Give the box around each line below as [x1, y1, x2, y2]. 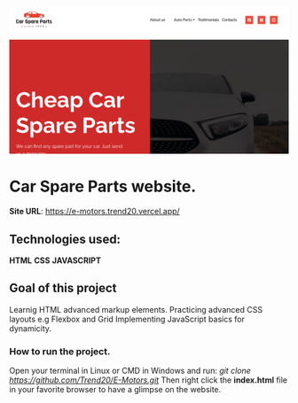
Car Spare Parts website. [9, 176, 197, 197]
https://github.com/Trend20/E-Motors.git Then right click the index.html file [9, 375, 288, 385]
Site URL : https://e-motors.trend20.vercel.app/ [9, 206, 180, 217]
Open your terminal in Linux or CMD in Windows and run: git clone [9, 366, 251, 376]
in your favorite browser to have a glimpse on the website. [9, 384, 222, 395]
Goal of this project [9, 281, 117, 296]
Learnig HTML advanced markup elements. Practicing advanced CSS [9, 304, 263, 314]
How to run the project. [9, 345, 111, 357]
